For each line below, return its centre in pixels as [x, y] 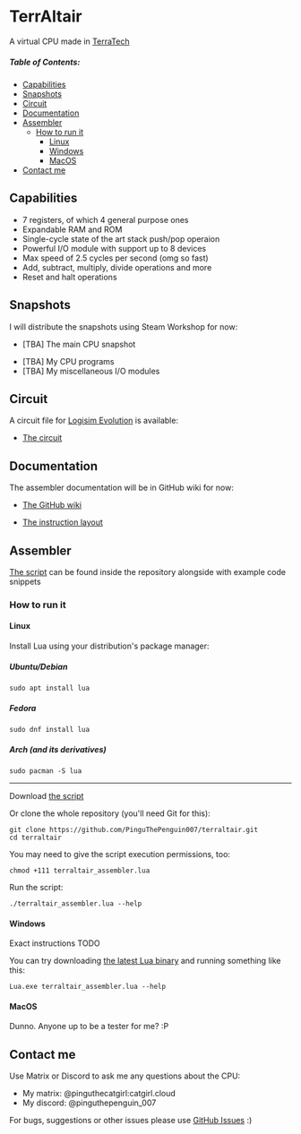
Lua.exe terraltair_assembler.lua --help [88, 987]
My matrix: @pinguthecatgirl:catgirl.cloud [99, 1094]
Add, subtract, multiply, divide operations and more [117, 267]
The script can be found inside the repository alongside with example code [148, 571]
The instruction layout [62, 522]
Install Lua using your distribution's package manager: [109, 646]
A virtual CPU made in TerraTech [69, 41]
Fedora [23, 708]
